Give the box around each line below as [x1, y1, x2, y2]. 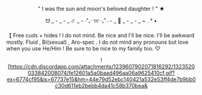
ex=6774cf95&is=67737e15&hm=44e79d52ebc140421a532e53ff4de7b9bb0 [7, 76, 196, 83]
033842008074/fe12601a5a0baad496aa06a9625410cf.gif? [28, 69, 175, 76]
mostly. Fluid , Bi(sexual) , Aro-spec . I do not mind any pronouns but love [6, 38, 189, 46]
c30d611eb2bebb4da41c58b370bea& [55, 82, 148, 89]
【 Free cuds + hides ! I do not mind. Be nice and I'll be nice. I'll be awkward [6, 32, 195, 38]
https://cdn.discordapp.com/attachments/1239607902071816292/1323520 [9, 63, 195, 70]
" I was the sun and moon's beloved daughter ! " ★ [37, 5, 165, 12]
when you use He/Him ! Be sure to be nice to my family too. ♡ [6, 45, 161, 52]
